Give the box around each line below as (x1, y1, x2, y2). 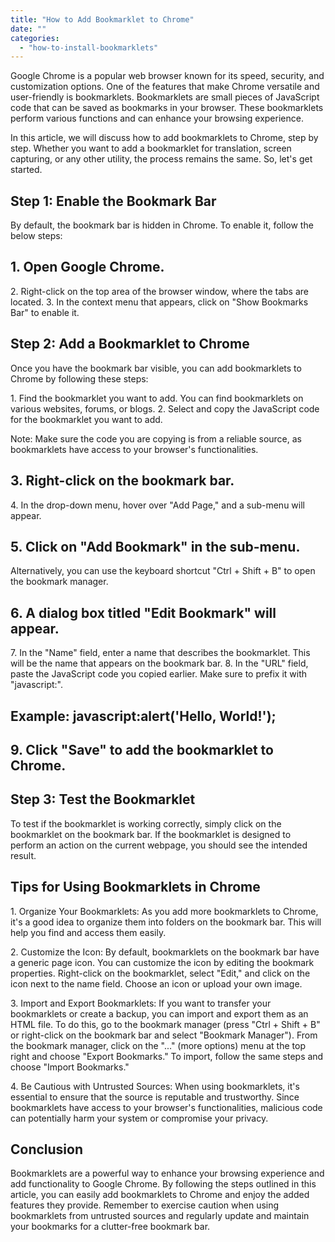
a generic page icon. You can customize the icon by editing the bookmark (10, 956, 315, 968)
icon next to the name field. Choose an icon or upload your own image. (10, 977, 303, 990)
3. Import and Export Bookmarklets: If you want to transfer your (10, 997, 272, 1009)
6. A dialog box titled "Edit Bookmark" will (10, 604, 277, 621)
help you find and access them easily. (10, 926, 167, 938)
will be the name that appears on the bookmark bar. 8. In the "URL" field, (10, 657, 309, 670)
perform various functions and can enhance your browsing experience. (10, 112, 304, 125)
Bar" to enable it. (10, 306, 80, 318)
